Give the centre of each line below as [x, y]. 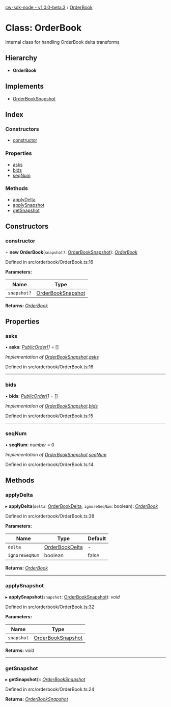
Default [97, 538]
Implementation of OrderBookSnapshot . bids [52, 406]
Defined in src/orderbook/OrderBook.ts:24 [50, 689]
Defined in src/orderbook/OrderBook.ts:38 [50, 516]
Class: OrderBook [44, 28]
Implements [25, 86]
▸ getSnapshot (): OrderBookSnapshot [45, 679]
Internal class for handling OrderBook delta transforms [62, 42]
